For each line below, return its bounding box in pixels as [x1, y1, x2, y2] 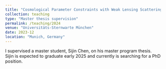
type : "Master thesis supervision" [5, 16, 79, 21]
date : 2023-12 [5, 30, 35, 35]
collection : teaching [5, 12, 50, 17]
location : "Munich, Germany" [5, 35, 65, 40]
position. [5, 58, 23, 64]
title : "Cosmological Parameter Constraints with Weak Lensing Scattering [5, 7, 163, 12]
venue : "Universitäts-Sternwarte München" [5, 25, 94, 30]
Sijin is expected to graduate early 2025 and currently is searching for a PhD [5, 53, 161, 59]
